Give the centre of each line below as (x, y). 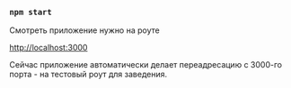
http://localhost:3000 (48, 48)
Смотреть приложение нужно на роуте (84, 30)
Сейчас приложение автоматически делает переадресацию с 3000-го (146, 65)
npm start (31, 12)
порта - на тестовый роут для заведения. (88, 75)
